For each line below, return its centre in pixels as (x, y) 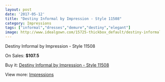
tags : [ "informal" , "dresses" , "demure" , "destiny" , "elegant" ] (68, 28)
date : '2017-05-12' (25, 14)
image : (12, 32)
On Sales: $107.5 (22, 56)
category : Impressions (28, 23)
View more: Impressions (29, 74)
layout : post (18, 10)
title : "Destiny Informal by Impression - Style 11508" (63, 19)
